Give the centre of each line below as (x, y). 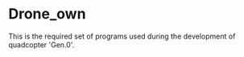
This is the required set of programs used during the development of (122, 36)
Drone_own (47, 14)
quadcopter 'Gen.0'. (41, 44)
